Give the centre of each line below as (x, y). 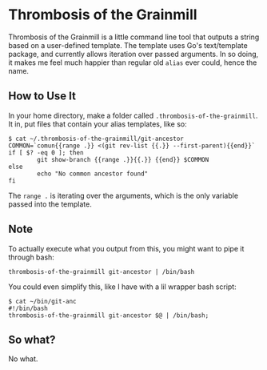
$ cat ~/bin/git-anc (43, 301)
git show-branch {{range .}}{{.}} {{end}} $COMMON (123, 159)
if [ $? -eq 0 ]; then (46, 153)
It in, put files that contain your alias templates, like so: (98, 124)
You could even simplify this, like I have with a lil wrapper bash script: (123, 287)
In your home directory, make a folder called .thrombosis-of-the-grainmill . (133, 115)
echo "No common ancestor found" (93, 174)
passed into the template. (50, 204)
